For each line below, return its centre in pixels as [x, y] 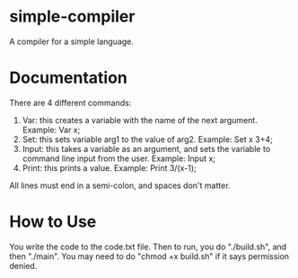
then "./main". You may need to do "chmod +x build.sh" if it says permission [149, 256]
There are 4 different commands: [70, 103]
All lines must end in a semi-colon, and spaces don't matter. [120, 185]
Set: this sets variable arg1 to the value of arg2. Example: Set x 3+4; [148, 139]
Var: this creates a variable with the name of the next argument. [140, 120]
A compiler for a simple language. [72, 41]
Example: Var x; [51, 130]
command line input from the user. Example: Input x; [119, 158]
